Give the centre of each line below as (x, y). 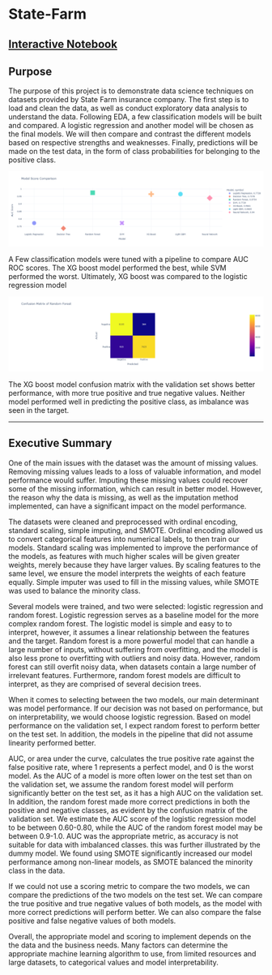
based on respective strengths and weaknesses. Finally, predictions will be (133, 143)
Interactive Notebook (63, 44)
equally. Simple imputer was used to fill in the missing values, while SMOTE (134, 582)
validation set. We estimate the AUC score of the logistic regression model (132, 818)
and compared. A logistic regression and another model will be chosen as (131, 126)
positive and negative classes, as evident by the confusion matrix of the (128, 810)
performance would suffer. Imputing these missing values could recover (128, 480)
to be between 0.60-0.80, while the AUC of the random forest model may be (136, 827)
